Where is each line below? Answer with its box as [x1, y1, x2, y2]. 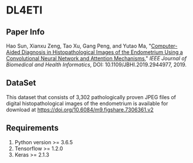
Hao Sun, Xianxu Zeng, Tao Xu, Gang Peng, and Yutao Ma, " [6, 42, 151, 49]
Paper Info [6, 27, 45, 37]
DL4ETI [6, 4, 43, 17]
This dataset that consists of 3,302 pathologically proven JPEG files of [6, 93, 177, 100]
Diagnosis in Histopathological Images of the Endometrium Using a [21, 49, 183, 56]
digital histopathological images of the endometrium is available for [6, 100, 168, 107]
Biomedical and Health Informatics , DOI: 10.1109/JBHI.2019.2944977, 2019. [6, 61, 187, 68]
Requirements [6, 123, 59, 133]
